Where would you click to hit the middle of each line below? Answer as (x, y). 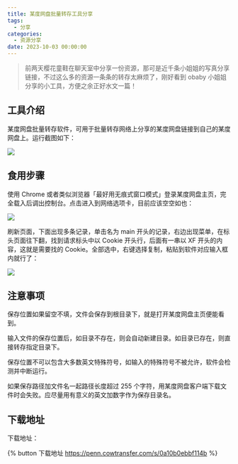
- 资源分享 (28, 41)
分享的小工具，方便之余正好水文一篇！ (80, 86)
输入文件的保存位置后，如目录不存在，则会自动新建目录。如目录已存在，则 (116, 338)
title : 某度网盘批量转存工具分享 (50, 14)
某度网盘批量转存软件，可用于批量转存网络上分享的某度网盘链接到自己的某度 (119, 129)
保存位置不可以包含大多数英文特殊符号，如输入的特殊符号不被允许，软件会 (116, 362)
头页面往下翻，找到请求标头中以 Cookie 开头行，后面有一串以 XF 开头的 (112, 240)
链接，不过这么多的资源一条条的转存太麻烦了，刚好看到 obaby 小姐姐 (125, 77)
